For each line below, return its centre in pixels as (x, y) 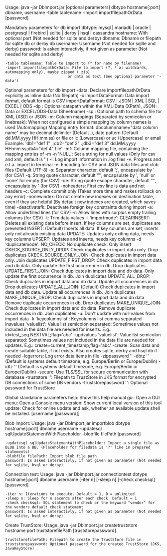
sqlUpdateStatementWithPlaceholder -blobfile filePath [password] (73, 434)
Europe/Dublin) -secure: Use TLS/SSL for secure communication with (77, 372)
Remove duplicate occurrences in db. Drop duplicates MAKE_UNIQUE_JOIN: (83, 303)
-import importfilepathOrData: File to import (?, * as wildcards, (77, 68)
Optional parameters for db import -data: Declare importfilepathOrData (78, 90)
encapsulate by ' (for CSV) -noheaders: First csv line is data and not (75, 186)
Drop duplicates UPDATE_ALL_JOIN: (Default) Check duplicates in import (80, 287)
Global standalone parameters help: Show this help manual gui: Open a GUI (83, 398)
